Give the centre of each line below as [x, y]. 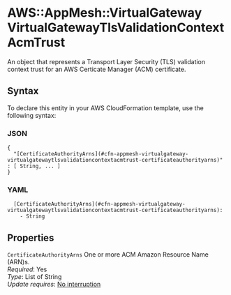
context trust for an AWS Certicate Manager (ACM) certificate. [97, 69]
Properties [31, 237]
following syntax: [32, 115]
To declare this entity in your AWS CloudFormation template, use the [105, 108]
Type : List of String [35, 277]
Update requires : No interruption [54, 285]
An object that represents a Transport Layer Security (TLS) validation [106, 61]
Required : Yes [27, 269]
